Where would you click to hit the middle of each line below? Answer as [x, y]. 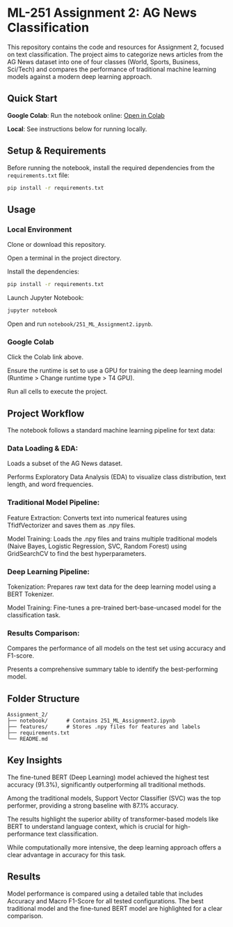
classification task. [34, 615]
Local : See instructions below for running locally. [77, 129]
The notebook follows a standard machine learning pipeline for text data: [111, 430]
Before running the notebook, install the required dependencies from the [111, 167]
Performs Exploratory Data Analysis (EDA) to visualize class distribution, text [116, 477]
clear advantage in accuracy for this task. [67, 854]
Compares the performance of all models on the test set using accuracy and [116, 648]
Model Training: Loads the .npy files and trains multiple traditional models [112, 538]
